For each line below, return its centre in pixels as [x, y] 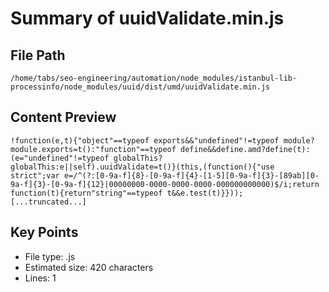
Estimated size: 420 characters [89, 267]
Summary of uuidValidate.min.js [147, 18]
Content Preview [63, 117]
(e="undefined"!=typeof [60, 158]
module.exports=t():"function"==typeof [93, 149]
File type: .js [50, 256]
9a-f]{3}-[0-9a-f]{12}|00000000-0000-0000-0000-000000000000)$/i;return [165, 184]
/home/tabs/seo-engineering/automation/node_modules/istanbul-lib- [154, 78]
